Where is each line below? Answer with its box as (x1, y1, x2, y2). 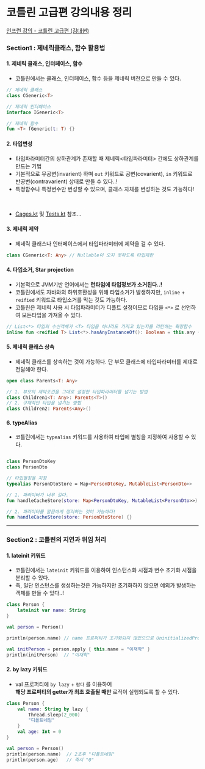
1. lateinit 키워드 (6, 552, 46, 559)
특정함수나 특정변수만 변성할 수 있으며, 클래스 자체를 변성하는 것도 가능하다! (15, 185, 195, 192)
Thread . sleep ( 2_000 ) (28, 712, 81, 718)
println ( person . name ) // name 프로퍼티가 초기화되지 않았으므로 (6, 635, 154, 641)
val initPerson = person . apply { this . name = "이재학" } (6, 646, 151, 652)
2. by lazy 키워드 (6, 666, 48, 673)
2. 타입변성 (6, 140, 32, 147)
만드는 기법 (15, 162, 42, 170)
